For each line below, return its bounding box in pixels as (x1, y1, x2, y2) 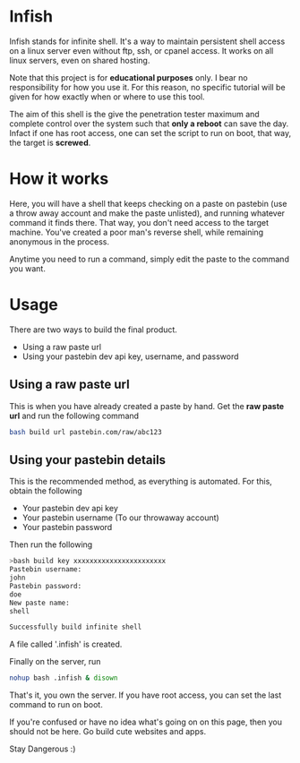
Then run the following (9, 539, 93, 550)
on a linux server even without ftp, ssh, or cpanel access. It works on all (9, 45, 274, 56)
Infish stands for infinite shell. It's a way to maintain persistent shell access (9, 36, 286, 47)
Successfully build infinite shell (9, 622, 142, 632)
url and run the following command (9, 410, 140, 421)
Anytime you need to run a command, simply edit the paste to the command (9, 253, 289, 264)
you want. (9, 262, 47, 274)
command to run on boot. (9, 699, 103, 710)
